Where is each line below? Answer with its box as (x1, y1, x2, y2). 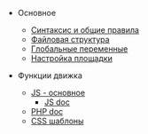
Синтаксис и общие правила (30, 25, 140, 35)
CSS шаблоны (30, 115, 84, 126)
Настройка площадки (30, 53, 113, 63)
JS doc (43, 97, 71, 107)
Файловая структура (30, 35, 110, 44)
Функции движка (17, 70, 82, 81)
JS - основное (30, 88, 86, 98)
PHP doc (30, 106, 64, 116)
